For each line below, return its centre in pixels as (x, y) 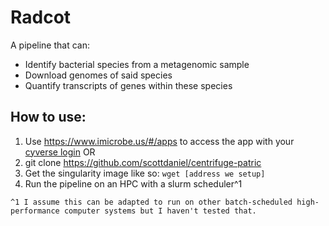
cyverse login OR (60, 152)
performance (35, 211)
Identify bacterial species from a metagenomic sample (137, 64)
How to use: (48, 117)
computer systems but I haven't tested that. (160, 211)
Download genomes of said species (98, 75)
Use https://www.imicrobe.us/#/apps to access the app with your (159, 141)
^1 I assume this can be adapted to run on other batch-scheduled (151, 202)
